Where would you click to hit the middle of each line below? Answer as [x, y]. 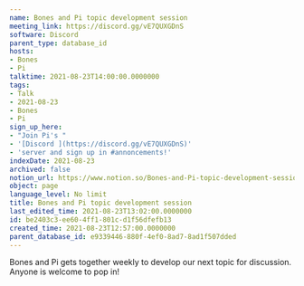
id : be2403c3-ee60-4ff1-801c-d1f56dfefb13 [90, 219]
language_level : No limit [58, 195]
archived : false [40, 169]
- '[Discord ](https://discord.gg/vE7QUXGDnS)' [101, 144]
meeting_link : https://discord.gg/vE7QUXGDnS [96, 26]
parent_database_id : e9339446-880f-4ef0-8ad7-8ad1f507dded [123, 236]
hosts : [22, 52]
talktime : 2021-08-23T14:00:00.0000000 [85, 77]
